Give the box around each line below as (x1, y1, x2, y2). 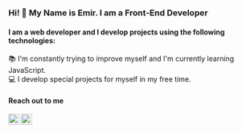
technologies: (8, 35, 56, 45)
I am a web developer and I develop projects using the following (8, 27, 225, 37)
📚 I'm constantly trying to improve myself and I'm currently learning (8, 54, 235, 63)
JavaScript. (8, 66, 47, 75)
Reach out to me (8, 95, 64, 105)
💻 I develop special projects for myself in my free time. (8, 75, 191, 84)
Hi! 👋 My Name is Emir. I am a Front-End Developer (8, 7, 208, 18)
